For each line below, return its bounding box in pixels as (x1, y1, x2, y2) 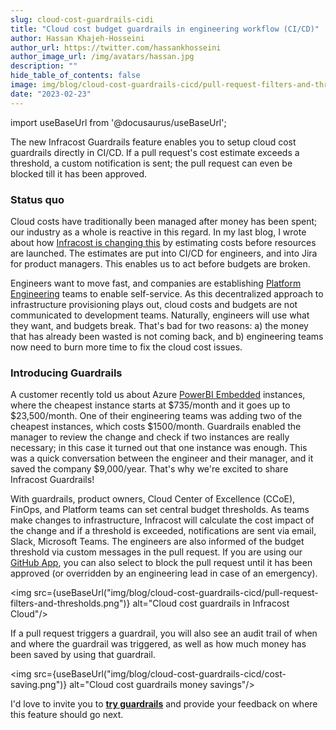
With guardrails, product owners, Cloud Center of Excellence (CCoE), (10, 493, 296, 505)
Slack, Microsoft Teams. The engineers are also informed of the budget (10, 536, 305, 548)
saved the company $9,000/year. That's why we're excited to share (10, 463, 289, 475)
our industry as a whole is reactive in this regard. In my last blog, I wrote (10, 226, 307, 238)
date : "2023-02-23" (10, 89, 92, 99)
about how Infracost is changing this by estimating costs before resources (10, 236, 317, 248)
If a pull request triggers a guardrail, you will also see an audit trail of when (10, 627, 318, 640)
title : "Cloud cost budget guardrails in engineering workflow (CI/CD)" (10, 24, 320, 34)
